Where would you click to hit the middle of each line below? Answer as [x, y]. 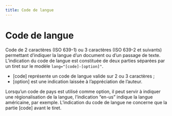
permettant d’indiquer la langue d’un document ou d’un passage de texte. [83, 55]
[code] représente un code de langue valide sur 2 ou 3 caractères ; [84, 76]
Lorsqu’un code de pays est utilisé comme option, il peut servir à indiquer [83, 91]
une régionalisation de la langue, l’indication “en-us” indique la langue [79, 97]
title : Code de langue [30, 10]
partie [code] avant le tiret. [33, 108]
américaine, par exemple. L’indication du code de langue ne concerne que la [86, 102]
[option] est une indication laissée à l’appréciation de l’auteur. [78, 81]
